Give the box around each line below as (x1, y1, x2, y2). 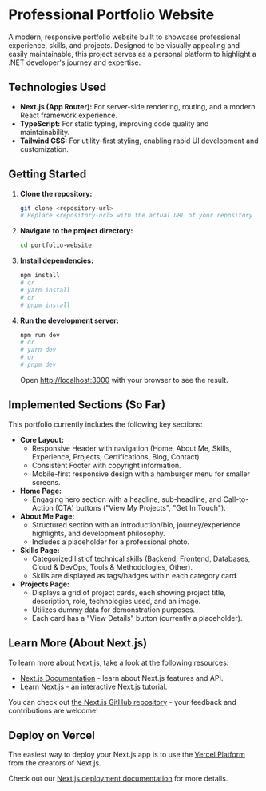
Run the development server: (19, 316, 120, 325)
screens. (31, 477, 62, 487)
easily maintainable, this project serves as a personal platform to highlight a (8, 49, 257, 58)
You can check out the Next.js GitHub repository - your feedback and (8, 697, 237, 706)
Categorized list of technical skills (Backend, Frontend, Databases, (31, 554, 251, 563)
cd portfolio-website (19, 241, 92, 249)
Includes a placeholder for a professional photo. (31, 537, 190, 547)
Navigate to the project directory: (19, 226, 133, 236)
